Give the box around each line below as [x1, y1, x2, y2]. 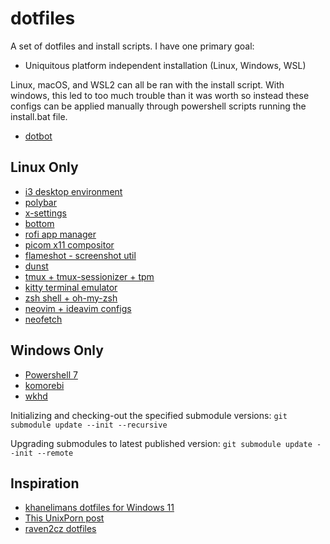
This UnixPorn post [24, 512, 105, 524]
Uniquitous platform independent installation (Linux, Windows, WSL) [24, 59, 307, 71]
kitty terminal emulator [24, 281, 118, 293]
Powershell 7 [24, 368, 78, 381]
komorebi [24, 379, 65, 391]
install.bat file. [10, 110, 68, 122]
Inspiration [10, 475, 80, 492]
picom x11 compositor [24, 238, 115, 251]
